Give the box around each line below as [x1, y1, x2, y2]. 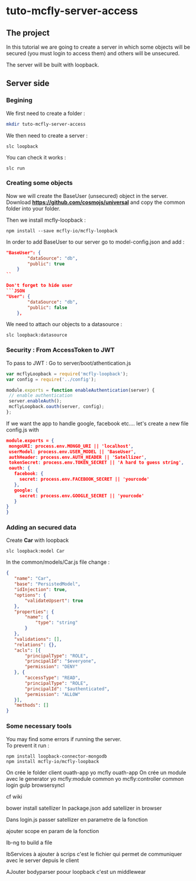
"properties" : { [14, 609, 54, 615]
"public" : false [27, 304, 68, 311]
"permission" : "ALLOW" [24, 691, 81, 697]
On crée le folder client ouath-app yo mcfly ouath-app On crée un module [6, 769, 187, 776]
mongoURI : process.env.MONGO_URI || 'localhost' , [8, 443, 134, 449]
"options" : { [14, 592, 46, 598]
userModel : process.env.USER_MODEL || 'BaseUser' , [8, 449, 136, 455]
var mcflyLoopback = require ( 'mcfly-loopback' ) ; [6, 371, 128, 377]
